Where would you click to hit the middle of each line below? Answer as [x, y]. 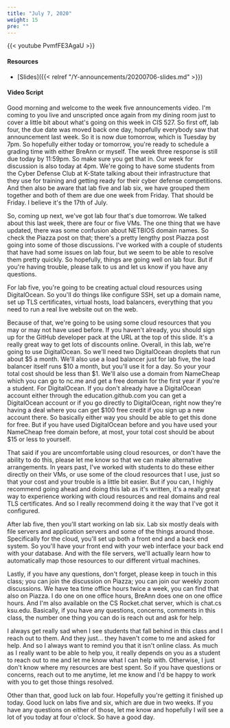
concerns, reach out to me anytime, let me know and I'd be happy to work [112, 674]
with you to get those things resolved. [60, 682]
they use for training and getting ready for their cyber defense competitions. [115, 180]
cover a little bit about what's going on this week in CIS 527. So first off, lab [113, 122]
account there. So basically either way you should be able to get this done [112, 417]
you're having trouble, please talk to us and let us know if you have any [107, 267]
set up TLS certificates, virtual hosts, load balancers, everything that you [110, 302]
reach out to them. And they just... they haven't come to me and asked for [111, 638]
